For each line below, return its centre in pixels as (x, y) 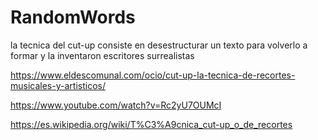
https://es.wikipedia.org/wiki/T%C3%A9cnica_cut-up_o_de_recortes (151, 124)
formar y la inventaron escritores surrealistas (102, 55)
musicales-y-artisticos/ (58, 85)
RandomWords (73, 17)
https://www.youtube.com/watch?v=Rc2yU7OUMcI (116, 105)
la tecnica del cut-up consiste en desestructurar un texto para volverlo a (159, 45)
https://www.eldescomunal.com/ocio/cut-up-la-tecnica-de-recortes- (153, 75)
